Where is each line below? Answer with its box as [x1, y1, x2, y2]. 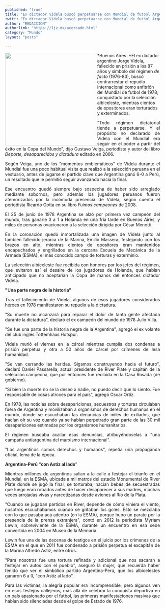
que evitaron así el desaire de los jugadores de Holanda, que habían [5, 267, 160, 273]
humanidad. [5, 351, 29, 358]
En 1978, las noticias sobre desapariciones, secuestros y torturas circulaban [5, 401, 160, 407]
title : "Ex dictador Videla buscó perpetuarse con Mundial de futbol [5, 12, 151, 17]
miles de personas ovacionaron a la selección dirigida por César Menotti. [5, 221, 153, 227]
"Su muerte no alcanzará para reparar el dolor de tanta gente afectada [5, 311, 160, 317]
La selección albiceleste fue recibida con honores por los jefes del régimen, [5, 262, 160, 268]
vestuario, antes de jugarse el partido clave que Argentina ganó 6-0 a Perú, [5, 171, 160, 177]
